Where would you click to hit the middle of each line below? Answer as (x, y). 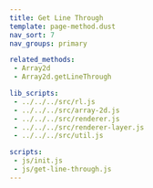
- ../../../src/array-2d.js (66, 110)
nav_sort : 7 (32, 35)
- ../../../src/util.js (58, 136)
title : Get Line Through (56, 18)
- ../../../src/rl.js (54, 101)
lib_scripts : (34, 93)
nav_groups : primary (49, 43)
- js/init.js (38, 161)
